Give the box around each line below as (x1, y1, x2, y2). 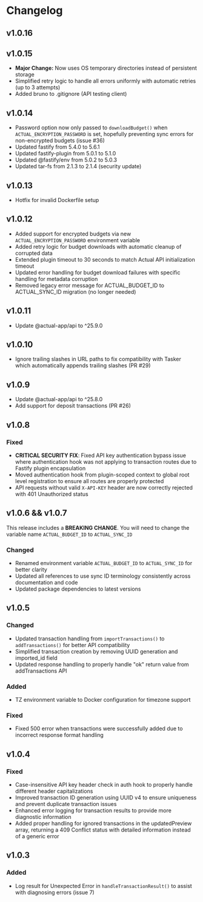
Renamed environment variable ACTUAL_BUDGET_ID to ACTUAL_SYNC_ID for (15, 560, 193, 567)
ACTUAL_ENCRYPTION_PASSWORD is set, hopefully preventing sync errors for (15, 131, 194, 138)
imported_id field (15, 654, 58, 662)
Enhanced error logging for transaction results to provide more (15, 807, 171, 814)
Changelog (6, 4, 63, 18)
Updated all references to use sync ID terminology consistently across (15, 572, 191, 580)
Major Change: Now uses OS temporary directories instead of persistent (15, 64, 197, 72)
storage (15, 71, 35, 78)
